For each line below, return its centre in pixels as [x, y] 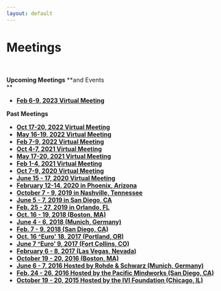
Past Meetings [27, 113]
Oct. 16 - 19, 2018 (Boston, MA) [61, 214]
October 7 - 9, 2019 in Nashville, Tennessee [79, 192]
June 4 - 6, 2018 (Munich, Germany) [69, 222]
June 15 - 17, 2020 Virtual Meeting [66, 178]
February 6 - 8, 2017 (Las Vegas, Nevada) [76, 251]
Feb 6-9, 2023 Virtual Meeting [60, 100]
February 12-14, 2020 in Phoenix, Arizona [77, 185]
